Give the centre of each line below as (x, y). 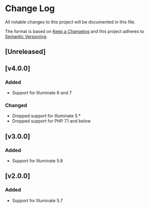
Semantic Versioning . (26, 36)
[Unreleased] (25, 52)
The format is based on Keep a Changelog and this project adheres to (75, 31)
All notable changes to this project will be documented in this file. (70, 22)
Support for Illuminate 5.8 (37, 161)
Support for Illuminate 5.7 (37, 200)
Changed (16, 105)
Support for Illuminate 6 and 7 (42, 93)
